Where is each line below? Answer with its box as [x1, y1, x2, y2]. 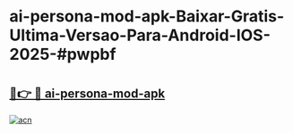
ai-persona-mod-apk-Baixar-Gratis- [9, 6, 285, 27]
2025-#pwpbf [9, 45, 116, 64]
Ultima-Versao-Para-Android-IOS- [9, 25, 271, 46]
